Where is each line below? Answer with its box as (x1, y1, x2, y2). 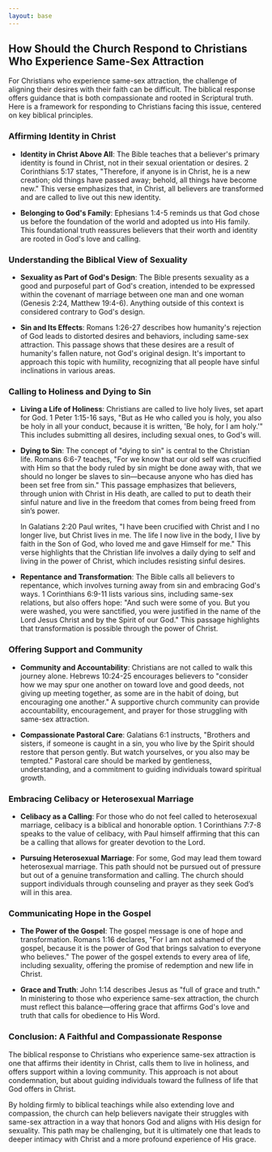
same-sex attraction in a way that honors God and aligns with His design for (8, 1116, 261, 1127)
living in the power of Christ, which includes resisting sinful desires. (19, 556, 246, 566)
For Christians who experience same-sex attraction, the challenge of (8, 76, 237, 86)
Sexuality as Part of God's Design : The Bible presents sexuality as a (19, 272, 249, 282)
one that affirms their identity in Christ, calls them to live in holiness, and (8, 1058, 249, 1068)
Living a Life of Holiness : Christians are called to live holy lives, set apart (19, 405, 264, 414)
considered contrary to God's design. (19, 307, 146, 317)
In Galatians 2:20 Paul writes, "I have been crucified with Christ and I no (19, 522, 261, 532)
